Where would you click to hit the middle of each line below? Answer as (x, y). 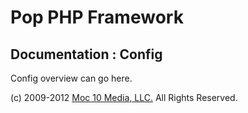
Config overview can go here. (71, 78)
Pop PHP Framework (97, 17)
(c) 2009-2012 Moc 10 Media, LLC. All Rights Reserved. (124, 97)
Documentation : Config (86, 54)
